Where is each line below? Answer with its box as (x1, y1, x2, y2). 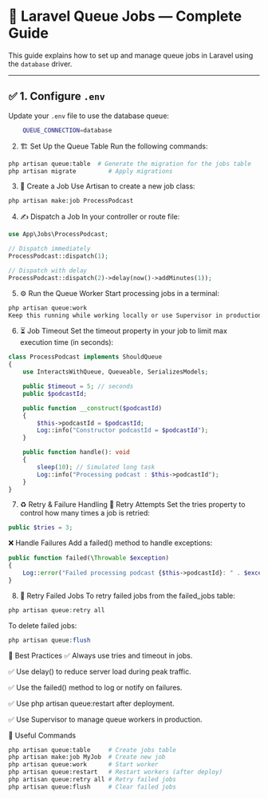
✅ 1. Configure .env (8, 89, 105, 103)
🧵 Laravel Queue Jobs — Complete (8, 7, 242, 26)
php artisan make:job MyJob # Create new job (8, 754, 166, 761)
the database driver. (8, 59, 73, 69)
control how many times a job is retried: (19, 508, 150, 518)
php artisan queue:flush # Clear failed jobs (8, 782, 177, 791)
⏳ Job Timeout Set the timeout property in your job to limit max (19, 326, 227, 336)
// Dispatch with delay (8, 267, 88, 275)
